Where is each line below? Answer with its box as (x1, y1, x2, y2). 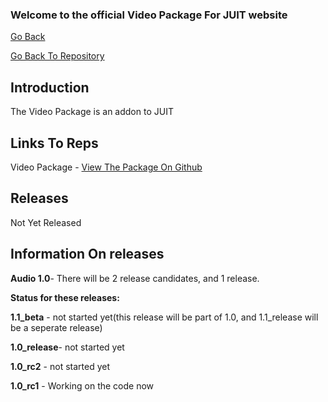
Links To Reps (10, 134, 99, 152)
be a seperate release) (10, 321, 103, 333)
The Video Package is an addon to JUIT (10, 106, 174, 118)
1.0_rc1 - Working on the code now (10, 379, 155, 392)
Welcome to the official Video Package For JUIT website (10, 8, 288, 22)
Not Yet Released (10, 216, 82, 228)
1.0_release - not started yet (10, 341, 125, 353)
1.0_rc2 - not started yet (10, 360, 111, 372)
